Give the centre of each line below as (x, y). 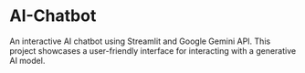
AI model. (27, 60)
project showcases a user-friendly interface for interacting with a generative (153, 50)
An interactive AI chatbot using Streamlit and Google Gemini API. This (140, 41)
